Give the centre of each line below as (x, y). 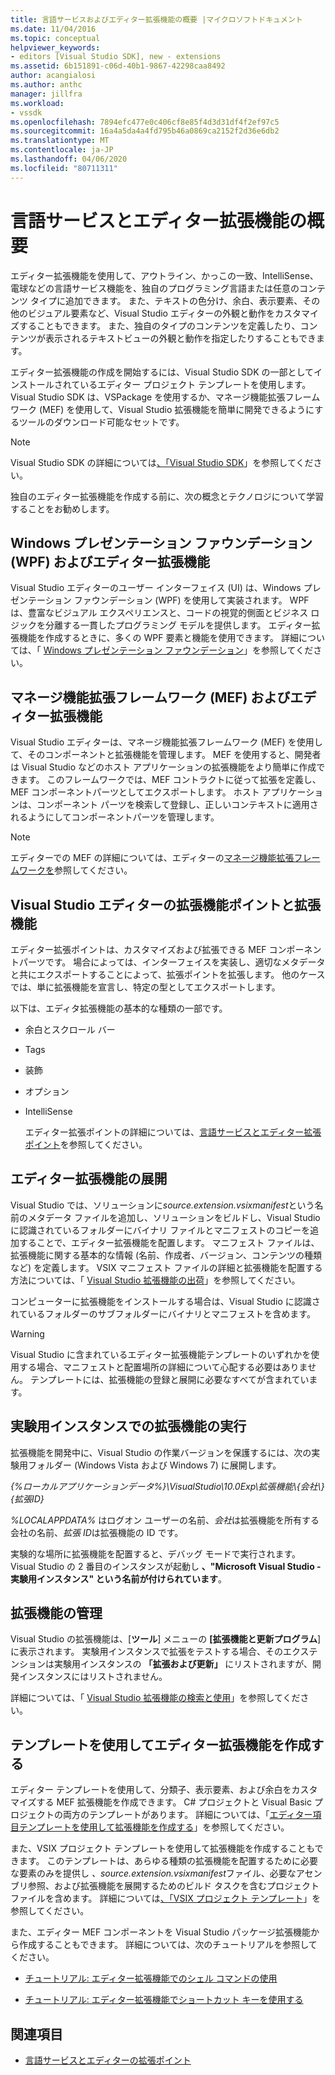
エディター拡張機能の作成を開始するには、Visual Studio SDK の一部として (162, 372)
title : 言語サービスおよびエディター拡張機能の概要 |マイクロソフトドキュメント (156, 19)
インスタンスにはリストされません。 (93, 1677)
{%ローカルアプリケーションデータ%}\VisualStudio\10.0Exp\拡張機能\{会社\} (167, 1486)
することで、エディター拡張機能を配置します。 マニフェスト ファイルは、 (169, 1242)
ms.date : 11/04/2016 (53, 29)
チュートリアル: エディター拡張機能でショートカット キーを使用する (164, 2000)
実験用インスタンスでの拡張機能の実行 (128, 1426)
